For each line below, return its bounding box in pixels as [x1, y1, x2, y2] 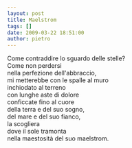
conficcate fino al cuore [7, 98, 75, 106]
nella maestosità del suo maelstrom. [7, 134, 109, 143]
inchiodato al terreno [7, 84, 67, 92]
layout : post [7, 10, 45, 17]
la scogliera [7, 120, 40, 128]
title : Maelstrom [7, 16, 57, 23]
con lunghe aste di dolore [7, 90, 80, 99]
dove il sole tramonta [7, 127, 67, 136]
